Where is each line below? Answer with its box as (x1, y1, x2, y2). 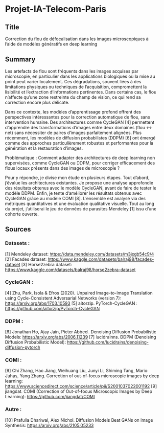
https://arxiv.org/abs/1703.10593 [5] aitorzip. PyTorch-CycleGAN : (5, 300, 138, 306)
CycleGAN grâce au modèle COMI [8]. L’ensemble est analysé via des (5, 195, 146, 201)
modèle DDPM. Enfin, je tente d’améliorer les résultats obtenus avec (5, 190, 142, 196)
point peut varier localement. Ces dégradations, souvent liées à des (5, 78, 141, 84)
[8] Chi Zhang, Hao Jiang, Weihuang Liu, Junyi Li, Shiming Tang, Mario (5, 368, 148, 374)
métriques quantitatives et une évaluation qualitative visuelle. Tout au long (5, 201, 155, 206)
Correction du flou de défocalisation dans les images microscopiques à (5, 36, 149, 42)
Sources (5, 225, 31, 233)
